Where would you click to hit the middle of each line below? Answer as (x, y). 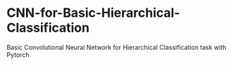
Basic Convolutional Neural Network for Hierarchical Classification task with (116, 47)
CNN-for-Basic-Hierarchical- (93, 13)
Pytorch (18, 55)
